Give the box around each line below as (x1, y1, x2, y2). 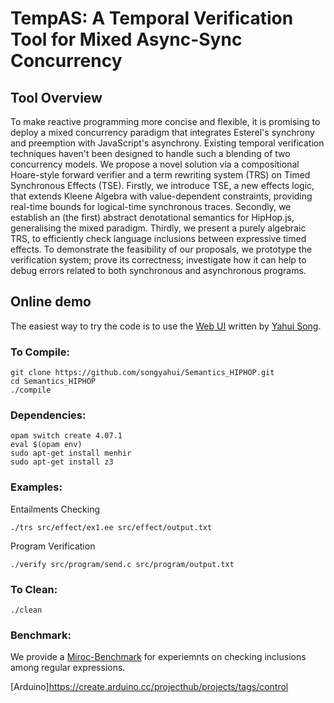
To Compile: (10, 345, 71, 359)
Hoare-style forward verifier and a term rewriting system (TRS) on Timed (10, 169, 311, 181)
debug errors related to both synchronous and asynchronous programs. (10, 265, 307, 276)
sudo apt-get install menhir (10, 448, 132, 459)
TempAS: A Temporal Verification (10, 7, 294, 30)
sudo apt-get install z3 (10, 457, 114, 467)
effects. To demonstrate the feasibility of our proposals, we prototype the (10, 243, 313, 255)
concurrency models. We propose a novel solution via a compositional (10, 158, 300, 170)
